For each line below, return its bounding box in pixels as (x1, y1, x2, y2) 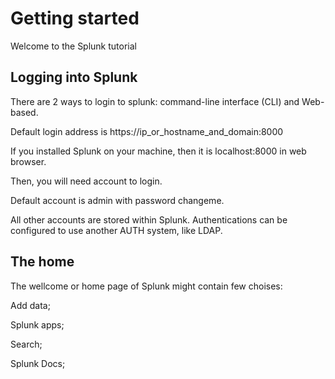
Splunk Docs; (10, 357, 66, 369)
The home (10, 253, 75, 271)
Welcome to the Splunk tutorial (10, 40, 137, 52)
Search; (10, 338, 43, 350)
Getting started (10, 7, 140, 30)
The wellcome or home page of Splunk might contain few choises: (10, 280, 283, 292)
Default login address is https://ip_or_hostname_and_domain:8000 (10, 125, 284, 137)
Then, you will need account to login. (10, 175, 163, 187)
